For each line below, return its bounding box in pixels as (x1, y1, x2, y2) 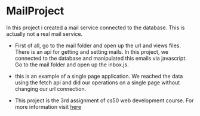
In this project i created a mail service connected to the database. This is (6, 24, 185, 31)
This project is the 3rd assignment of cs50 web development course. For (14, 97, 194, 104)
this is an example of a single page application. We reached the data (14, 72, 183, 80)
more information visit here (14, 103, 82, 110)
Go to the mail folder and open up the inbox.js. (14, 61, 130, 68)
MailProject (6, 4, 64, 18)
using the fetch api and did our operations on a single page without (14, 79, 180, 86)
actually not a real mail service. (6, 30, 83, 37)
